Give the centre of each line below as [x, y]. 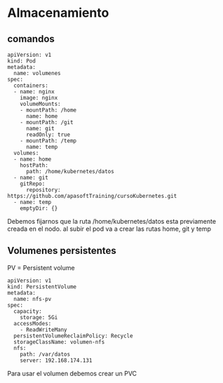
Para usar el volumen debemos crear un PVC [72, 373]
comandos [31, 39]
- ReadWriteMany [44, 330]
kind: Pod [22, 61]
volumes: [26, 153]
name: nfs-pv [33, 299]
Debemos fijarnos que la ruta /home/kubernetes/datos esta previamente [111, 221]
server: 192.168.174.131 [56, 360]
